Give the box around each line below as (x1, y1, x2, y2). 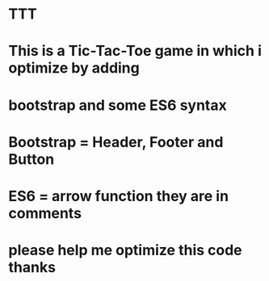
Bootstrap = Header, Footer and (8, 132, 224, 151)
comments (8, 203, 82, 222)
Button (8, 150, 55, 168)
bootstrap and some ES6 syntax (8, 96, 228, 114)
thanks (8, 258, 57, 277)
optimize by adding (8, 59, 140, 78)
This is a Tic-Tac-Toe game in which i (8, 42, 263, 61)
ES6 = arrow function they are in (8, 187, 229, 205)
